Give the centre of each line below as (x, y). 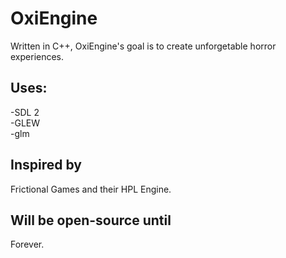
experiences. (37, 56)
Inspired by (46, 165)
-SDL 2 (25, 112)
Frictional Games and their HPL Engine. (91, 189)
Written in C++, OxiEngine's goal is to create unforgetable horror (143, 46)
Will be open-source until (91, 220)
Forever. (27, 244)
